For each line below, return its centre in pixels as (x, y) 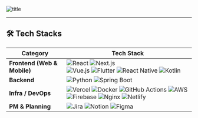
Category (35, 53)
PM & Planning (30, 106)
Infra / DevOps (30, 93)
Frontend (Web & (33, 63)
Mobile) (20, 70)
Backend (22, 80)
